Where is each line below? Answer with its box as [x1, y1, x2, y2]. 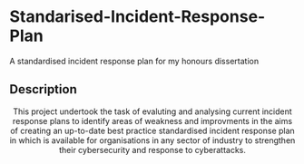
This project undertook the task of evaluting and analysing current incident [13, 106, 292, 117]
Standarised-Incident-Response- [9, 6, 266, 27]
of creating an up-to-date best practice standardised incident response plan [10, 125, 295, 136]
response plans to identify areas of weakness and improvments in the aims [12, 115, 293, 126]
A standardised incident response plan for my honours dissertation [9, 55, 260, 66]
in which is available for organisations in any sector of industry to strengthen [9, 134, 296, 146]
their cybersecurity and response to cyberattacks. [58, 144, 247, 155]
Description [9, 82, 77, 97]
